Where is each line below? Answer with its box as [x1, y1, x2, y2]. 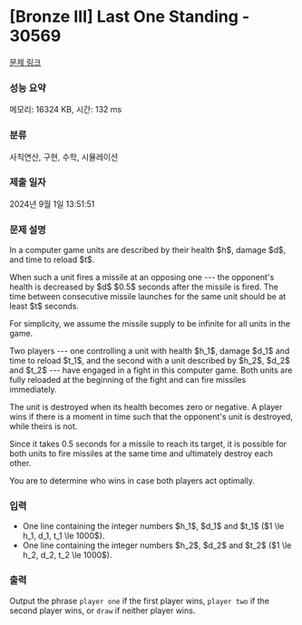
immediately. [9, 384, 57, 396]
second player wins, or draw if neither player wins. [9, 605, 196, 616]
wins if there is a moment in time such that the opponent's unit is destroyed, [9, 411, 293, 423]
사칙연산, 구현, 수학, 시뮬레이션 [9, 151, 119, 162]
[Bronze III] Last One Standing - [9, 6, 250, 27]
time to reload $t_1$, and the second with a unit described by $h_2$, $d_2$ [9, 356, 290, 366]
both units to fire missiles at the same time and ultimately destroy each [9, 448, 274, 459]
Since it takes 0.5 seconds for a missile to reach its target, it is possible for [9, 438, 287, 450]
